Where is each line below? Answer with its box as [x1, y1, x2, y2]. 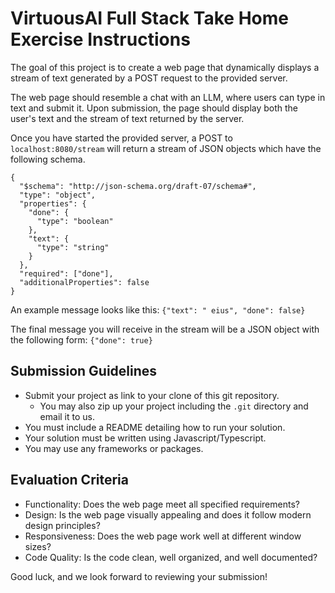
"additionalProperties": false [19, 277, 150, 287]
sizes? [24, 540, 52, 552]
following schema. [10, 153, 86, 165]
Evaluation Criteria [10, 472, 129, 489]
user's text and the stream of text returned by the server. [10, 112, 245, 124]
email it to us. [39, 410, 95, 422]
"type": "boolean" [36, 216, 114, 226]
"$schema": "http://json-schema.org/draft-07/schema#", [19, 181, 257, 191]
